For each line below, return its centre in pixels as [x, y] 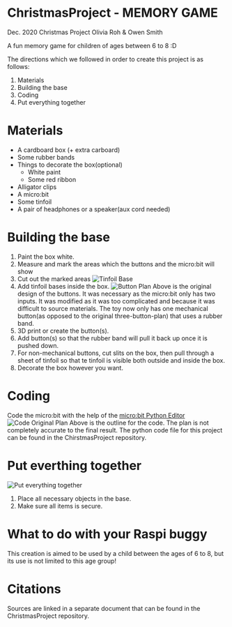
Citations [34, 589]
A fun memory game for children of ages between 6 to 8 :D [92, 45]
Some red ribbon [52, 179]
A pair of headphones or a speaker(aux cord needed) [94, 209]
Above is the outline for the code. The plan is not [139, 423]
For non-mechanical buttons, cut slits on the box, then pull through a [116, 353]
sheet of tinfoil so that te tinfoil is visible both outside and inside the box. [121, 360]
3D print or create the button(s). [63, 331]
